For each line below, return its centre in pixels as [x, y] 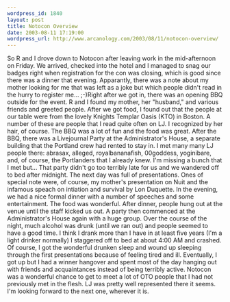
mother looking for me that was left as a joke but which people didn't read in [115, 88]
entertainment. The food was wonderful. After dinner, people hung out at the [115, 204]
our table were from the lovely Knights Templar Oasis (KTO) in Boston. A [109, 116]
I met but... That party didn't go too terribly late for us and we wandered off [113, 168]
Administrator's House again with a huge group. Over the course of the [107, 218]
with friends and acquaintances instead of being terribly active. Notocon [109, 269]
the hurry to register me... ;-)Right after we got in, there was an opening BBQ [115, 95]
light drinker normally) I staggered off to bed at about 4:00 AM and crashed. [114, 240]
